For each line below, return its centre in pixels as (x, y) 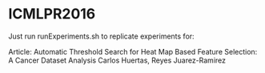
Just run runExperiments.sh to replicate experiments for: (101, 36)
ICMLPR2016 (52, 14)
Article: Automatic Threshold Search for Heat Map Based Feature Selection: (133, 51)
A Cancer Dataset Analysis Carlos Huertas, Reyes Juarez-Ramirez (117, 60)
